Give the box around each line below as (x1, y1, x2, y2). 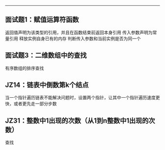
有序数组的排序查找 (5, 65, 44, 71)
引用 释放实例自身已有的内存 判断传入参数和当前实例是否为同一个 (9, 35, 141, 42)
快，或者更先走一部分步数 (5, 101, 57, 107)
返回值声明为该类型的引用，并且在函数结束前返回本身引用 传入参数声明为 (5, 29, 153, 35)
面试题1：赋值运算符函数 (5, 16, 80, 24)
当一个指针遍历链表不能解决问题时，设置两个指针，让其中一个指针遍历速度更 (5, 95, 160, 101)
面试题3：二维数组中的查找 (5, 51, 87, 60)
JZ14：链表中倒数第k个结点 (5, 81, 89, 89)
